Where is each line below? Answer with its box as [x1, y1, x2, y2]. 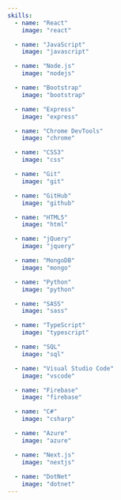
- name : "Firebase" [14, 386, 79, 394]
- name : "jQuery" [14, 235, 72, 243]
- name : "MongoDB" [14, 257, 76, 265]
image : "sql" [21, 350, 65, 358]
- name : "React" [14, 19, 68, 27]
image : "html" [21, 220, 68, 229]
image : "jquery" [21, 242, 76, 250]
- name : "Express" [14, 105, 76, 113]
